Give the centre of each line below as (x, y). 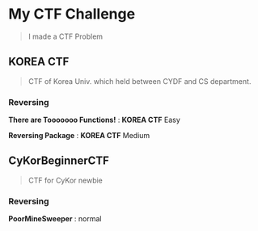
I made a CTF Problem (66, 36)
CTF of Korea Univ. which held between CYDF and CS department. (140, 81)
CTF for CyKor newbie (66, 180)
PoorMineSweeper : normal (55, 219)
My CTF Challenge (72, 14)
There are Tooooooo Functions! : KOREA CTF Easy (94, 120)
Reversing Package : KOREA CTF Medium (79, 136)
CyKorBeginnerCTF (59, 161)
